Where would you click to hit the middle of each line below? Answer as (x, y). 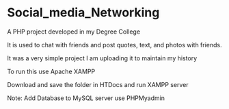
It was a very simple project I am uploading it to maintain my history (102, 58)
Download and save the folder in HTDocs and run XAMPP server (98, 84)
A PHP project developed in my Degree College (74, 32)
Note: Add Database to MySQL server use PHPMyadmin (86, 98)
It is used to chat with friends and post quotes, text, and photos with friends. (114, 45)
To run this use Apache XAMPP (51, 71)
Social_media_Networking (83, 13)
